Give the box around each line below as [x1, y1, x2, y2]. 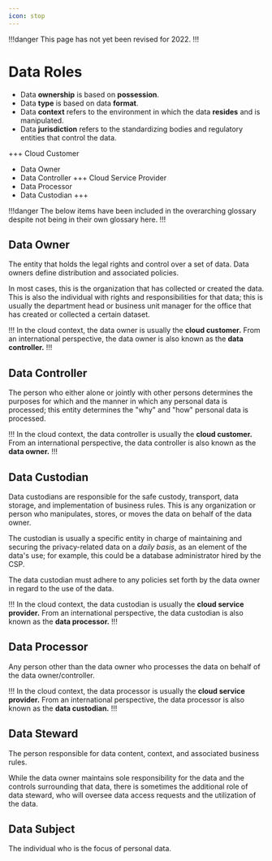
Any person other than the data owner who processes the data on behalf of [8, 661, 261, 671]
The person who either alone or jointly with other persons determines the [8, 387, 253, 398]
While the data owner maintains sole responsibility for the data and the [8, 772, 245, 782]
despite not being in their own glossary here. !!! [8, 214, 166, 224]
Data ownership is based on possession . [19, 89, 160, 99]
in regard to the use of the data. [8, 584, 114, 593]
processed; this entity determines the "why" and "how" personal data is [8, 405, 249, 415]
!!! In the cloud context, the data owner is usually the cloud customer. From [8, 326, 261, 335]
